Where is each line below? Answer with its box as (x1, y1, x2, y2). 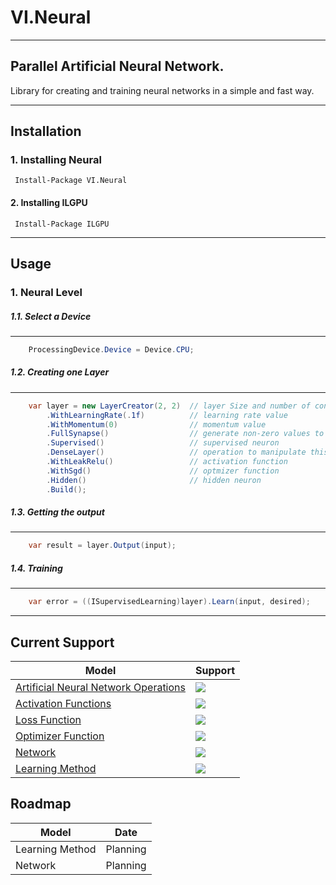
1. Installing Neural (10, 153, 102, 167)
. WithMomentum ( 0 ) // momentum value (46, 419, 267, 430)
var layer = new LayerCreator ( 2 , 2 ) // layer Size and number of (28, 401, 311, 411)
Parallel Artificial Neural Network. (10, 58, 225, 75)
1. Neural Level (10, 285, 83, 299)
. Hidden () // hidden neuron (46, 475, 262, 485)
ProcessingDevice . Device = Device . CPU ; (28, 344, 195, 355)
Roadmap (10, 796, 72, 813)
